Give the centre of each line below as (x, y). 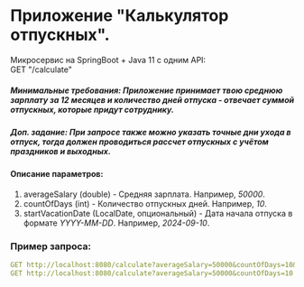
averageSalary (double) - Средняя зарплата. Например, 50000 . (144, 194)
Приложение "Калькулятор (120, 16)
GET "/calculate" (41, 69)
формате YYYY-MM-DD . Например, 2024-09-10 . (116, 223)
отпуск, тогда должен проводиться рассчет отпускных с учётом (139, 142)
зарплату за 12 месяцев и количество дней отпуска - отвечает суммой (152, 99)
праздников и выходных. (61, 151)
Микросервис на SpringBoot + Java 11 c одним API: (108, 60)
